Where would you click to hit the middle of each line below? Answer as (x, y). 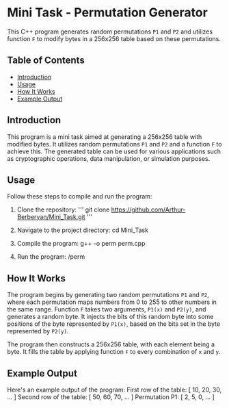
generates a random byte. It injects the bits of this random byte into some (110, 317)
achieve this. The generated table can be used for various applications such (114, 151)
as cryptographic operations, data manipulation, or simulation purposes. (109, 158)
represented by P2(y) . (38, 331)
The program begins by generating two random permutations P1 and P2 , (108, 295)
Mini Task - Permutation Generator (108, 13)
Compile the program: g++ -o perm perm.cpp (81, 244)
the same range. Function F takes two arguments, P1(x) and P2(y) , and (107, 309)
